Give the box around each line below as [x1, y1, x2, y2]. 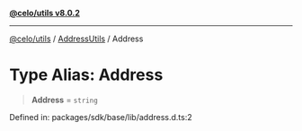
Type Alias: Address [9, 65, 164, 85]
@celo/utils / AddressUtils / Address [9, 33, 144, 44]
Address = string [31, 94, 99, 105]
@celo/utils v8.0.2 [9, 8, 81, 18]
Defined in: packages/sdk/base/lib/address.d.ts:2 [9, 111, 192, 122]
